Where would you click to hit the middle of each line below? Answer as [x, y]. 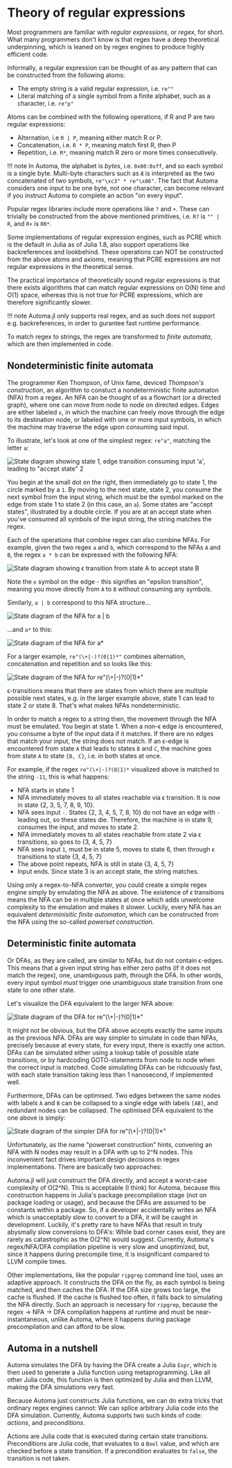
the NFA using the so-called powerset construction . [81, 922]
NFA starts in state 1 [45, 790]
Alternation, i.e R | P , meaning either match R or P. [90, 138]
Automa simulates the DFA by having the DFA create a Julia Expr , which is [112, 1365]
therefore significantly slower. [50, 302]
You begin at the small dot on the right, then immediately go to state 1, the [112, 482]
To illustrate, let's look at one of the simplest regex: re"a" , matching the [109, 440]
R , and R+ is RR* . [29, 223]
